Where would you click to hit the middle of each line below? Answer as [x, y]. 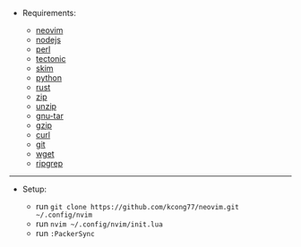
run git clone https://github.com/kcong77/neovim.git [137, 206]
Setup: [34, 189]
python [49, 78]
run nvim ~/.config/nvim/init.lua [99, 224]
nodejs [48, 40]
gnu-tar [50, 116]
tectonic [51, 59]
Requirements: [49, 13]
